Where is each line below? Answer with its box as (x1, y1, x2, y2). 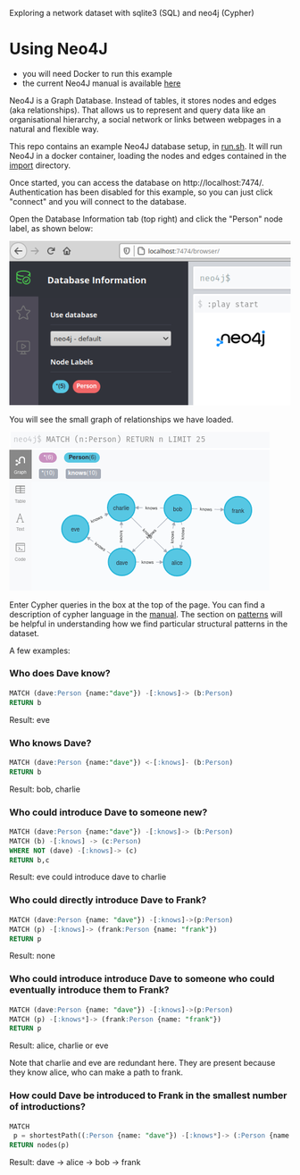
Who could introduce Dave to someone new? (9, 806, 208, 818)
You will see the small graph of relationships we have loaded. (9, 414, 234, 424)
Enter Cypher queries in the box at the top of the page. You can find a (9, 599, 265, 610)
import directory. (9, 160, 71, 171)
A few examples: (9, 645, 71, 656)
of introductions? (9, 1101, 87, 1113)
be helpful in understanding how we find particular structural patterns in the (9, 618, 288, 629)
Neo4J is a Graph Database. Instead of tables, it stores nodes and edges (9, 95, 277, 105)
